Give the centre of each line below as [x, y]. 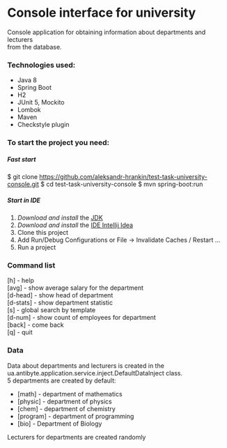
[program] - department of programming [76, 416]
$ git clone [23, 177]
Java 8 [27, 80]
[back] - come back [36, 325]
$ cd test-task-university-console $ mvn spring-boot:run [122, 184]
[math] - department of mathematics [70, 394]
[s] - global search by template [52, 310]
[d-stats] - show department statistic [60, 303]
